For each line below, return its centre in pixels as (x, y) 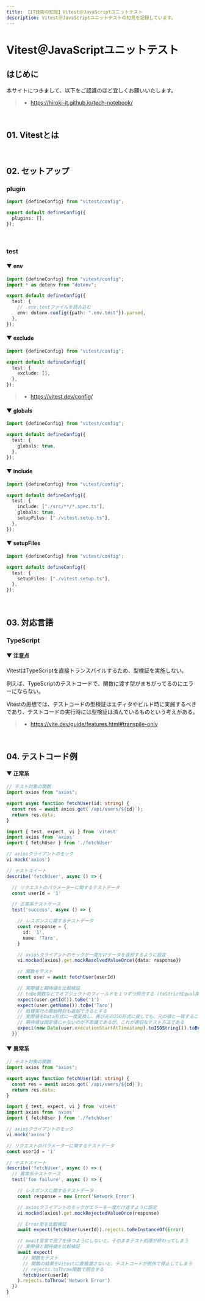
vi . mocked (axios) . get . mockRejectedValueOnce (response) (88, 1213)
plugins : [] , (28, 218)
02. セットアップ (38, 171)
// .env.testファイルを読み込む (54, 307)
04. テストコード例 (42, 757)
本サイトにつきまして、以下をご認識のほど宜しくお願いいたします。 (92, 90)
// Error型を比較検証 (42, 1224)
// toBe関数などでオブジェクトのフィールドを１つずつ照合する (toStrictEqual (106, 994)
